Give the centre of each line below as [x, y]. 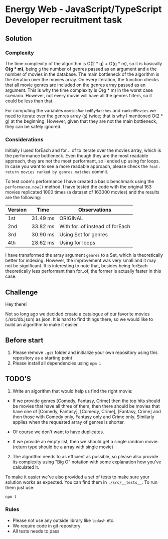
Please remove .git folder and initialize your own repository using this [85, 352]
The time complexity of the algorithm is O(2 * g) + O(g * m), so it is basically [84, 63]
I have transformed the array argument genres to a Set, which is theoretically [84, 255]
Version [17, 210]
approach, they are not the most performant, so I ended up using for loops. [83, 161]
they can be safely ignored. [33, 126]
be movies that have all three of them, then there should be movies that [86, 406]
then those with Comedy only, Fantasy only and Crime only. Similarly [83, 417]
